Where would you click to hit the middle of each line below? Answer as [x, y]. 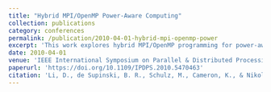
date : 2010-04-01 [38, 53]
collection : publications [52, 23]
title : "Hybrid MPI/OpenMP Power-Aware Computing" [95, 16]
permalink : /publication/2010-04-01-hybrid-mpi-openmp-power [113, 38]
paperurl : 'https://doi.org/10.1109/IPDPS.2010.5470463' [106, 68]
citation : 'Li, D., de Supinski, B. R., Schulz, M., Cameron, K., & [126, 75]
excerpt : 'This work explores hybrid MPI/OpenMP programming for [120, 46]
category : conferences [46, 30]
